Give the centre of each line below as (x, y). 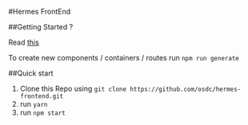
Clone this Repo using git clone (73, 88)
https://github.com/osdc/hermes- (186, 89)
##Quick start (31, 73)
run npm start (42, 112)
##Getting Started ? (41, 27)
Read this (24, 42)
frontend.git (42, 96)
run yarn (34, 104)
